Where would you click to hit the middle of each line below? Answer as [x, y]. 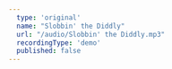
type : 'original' [49, 17]
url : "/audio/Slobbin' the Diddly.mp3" [91, 34]
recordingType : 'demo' [59, 43]
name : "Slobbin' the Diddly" [71, 26]
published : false [49, 51]
